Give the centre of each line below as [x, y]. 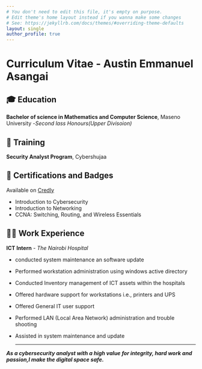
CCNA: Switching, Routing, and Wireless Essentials [78, 215]
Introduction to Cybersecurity [51, 201]
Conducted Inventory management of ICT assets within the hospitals [100, 282]
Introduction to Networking [48, 208]
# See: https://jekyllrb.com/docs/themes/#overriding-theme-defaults [95, 23]
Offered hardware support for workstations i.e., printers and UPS [95, 294]
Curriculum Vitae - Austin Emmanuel [100, 64]
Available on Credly [30, 190]
